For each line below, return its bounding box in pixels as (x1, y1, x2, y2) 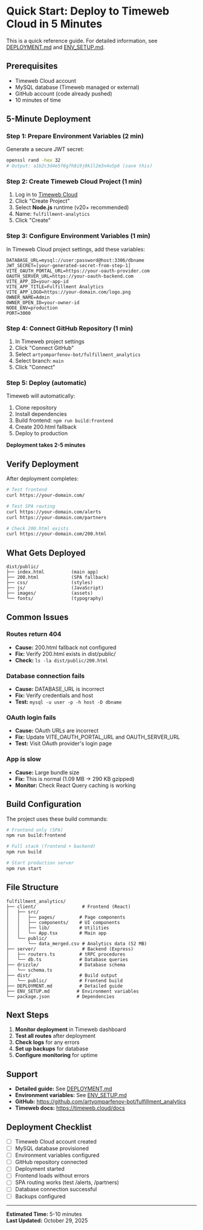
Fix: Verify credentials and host (14, 692, 94, 699)
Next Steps (6, 1009, 49, 1020)
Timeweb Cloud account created (14, 1138, 97, 1145)
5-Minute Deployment (6, 114, 91, 125)
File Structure (6, 882, 59, 893)
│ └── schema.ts (6, 967, 53, 973)
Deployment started (14, 1165, 65, 1173)
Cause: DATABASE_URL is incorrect (14, 685, 105, 693)
